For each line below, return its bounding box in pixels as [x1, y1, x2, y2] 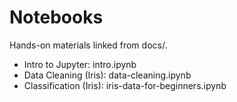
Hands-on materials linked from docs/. [9, 39, 168, 51]
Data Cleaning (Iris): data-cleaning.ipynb [23, 69, 192, 81]
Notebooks [9, 6, 104, 29]
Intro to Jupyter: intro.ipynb [23, 58, 137, 70]
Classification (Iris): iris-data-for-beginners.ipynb [23, 79, 227, 91]
